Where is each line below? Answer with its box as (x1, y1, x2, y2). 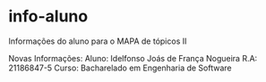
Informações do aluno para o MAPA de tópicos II (8, 36, 187, 46)
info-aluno (8, 6, 89, 27)
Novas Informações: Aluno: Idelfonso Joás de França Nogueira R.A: (8, 53, 258, 63)
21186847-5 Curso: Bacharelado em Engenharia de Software (8, 62, 232, 73)
